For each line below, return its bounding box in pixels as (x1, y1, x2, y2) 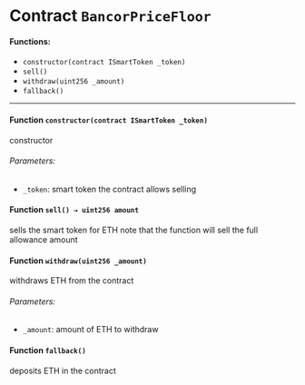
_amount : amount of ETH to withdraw (22, 324, 159, 335)
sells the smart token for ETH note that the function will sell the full (9, 224, 259, 235)
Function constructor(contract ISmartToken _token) (9, 114, 209, 125)
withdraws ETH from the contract (9, 275, 134, 286)
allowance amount (9, 234, 79, 245)
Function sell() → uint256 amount (9, 204, 139, 215)
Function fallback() (9, 345, 86, 355)
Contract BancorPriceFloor (9, 5, 212, 26)
